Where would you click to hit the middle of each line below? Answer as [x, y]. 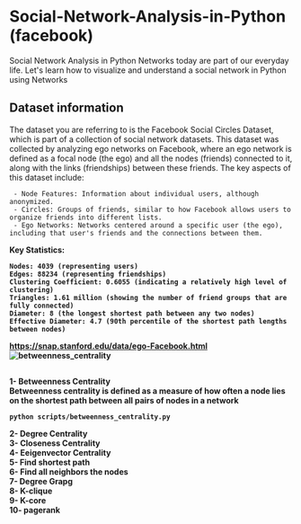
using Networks [39, 79]
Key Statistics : [37, 250]
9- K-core [28, 501]
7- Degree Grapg [41, 482]
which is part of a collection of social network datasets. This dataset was [144, 139]
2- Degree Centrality [49, 434]
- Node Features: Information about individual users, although [136, 194]
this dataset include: [47, 177]
